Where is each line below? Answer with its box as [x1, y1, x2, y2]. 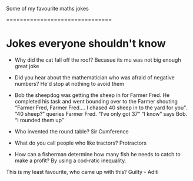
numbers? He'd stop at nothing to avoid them [14, 80, 125, 87]
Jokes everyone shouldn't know [6, 37, 166, 51]
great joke [14, 62, 39, 69]
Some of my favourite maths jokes [6, 5, 89, 12]
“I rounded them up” [14, 116, 64, 123]
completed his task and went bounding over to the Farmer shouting [14, 98, 178, 105]
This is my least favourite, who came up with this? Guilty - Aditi [6, 168, 159, 175]
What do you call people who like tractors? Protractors [14, 139, 147, 146]
